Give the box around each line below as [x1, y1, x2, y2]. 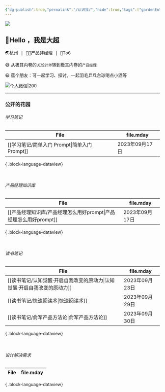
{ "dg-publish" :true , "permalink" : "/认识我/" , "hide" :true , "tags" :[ [5, 7, 139, 12]
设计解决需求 [5, 352, 31, 358]
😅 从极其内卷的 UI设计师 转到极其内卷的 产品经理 [5, 62, 97, 68]
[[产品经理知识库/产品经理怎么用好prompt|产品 [7, 209, 115, 215]
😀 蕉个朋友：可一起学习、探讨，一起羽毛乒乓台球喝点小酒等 [5, 72, 127, 78]
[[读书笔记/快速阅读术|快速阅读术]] [7, 297, 88, 304]
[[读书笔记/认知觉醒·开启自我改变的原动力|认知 [7, 277, 115, 284]
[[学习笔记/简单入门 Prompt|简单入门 [7, 141, 92, 148]
